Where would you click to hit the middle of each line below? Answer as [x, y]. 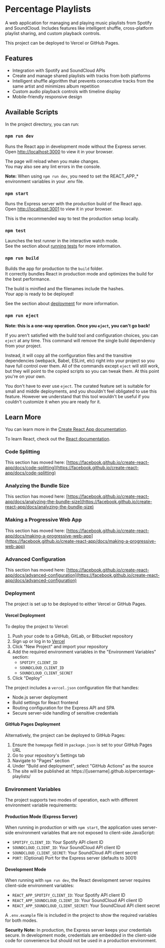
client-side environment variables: [40, 886]
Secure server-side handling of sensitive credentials [65, 713]
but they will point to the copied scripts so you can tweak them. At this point [82, 371]
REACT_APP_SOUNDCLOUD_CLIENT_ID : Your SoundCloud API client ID [77, 901]
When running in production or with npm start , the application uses [73, 827]
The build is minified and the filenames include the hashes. [65, 288]
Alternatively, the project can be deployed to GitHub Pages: [65, 735]
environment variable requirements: [41, 805]
